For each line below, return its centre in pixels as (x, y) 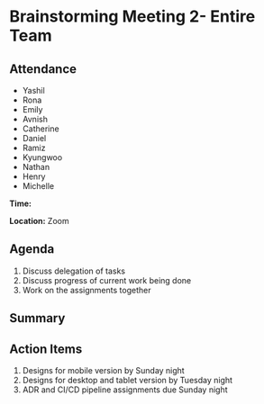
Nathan (36, 167)
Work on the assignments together (86, 290)
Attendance (43, 69)
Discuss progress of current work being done (107, 280)
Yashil (33, 90)
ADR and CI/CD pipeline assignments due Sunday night (125, 390)
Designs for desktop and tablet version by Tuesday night (127, 381)
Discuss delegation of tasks (74, 271)
